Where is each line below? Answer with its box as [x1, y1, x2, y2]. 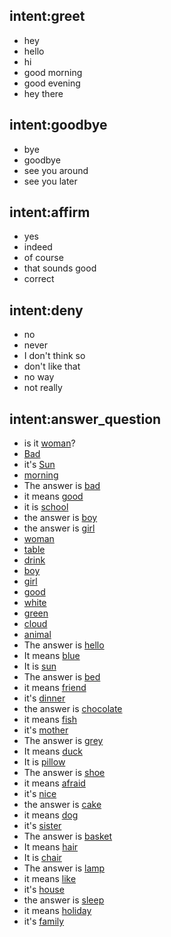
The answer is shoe [23, 767, 106, 779]
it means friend [23, 682, 87, 694]
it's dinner [23, 692, 66, 704]
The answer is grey [23, 735, 104, 747]
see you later [23, 175, 78, 187]
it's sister [23, 820, 62, 832]
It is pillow [23, 756, 66, 768]
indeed [23, 241, 53, 253]
